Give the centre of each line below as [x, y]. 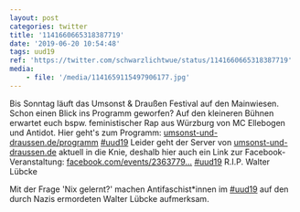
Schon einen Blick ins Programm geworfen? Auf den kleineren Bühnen [142, 113]
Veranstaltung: [37, 162]
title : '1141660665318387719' [67, 35]
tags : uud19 [32, 52]
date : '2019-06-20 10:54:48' [65, 43]
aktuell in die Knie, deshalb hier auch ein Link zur [150, 152]
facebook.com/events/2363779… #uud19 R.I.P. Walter [168, 162]
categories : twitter [49, 26]
